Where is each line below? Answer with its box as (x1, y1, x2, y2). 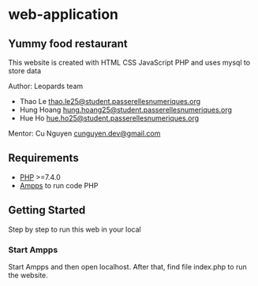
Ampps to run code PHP (19, 180, 99, 190)
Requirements (8, 151, 79, 165)
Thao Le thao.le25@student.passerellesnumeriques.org (19, 97, 201, 106)
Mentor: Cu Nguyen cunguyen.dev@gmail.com (8, 128, 161, 138)
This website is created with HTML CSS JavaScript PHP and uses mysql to (8, 58, 251, 67)
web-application (8, 6, 119, 24)
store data (8, 66, 42, 76)
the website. (8, 270, 49, 280)
